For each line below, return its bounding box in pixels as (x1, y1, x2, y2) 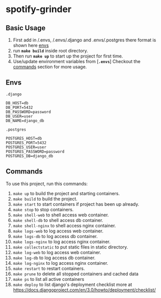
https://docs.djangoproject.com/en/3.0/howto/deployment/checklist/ (13, 286, 156, 293)
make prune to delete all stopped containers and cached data (13, 271, 139, 277)
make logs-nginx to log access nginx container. (13, 239, 111, 245)
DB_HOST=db (6, 100, 29, 105)
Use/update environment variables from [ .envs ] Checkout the (13, 58, 140, 64)
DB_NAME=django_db (6, 118, 44, 123)
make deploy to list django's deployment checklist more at (13, 281, 132, 287)
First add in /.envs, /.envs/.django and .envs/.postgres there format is (13, 37, 156, 43)
